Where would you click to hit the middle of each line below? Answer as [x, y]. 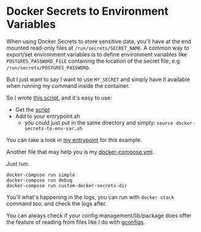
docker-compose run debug [39, 180]
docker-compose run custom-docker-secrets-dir [67, 185]
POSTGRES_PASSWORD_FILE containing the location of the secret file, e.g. [94, 61]
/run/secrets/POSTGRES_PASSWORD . [48, 67]
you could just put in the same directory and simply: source [99, 122]
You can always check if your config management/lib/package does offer [99, 215]
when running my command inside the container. [68, 86]
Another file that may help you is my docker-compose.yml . [80, 152]
